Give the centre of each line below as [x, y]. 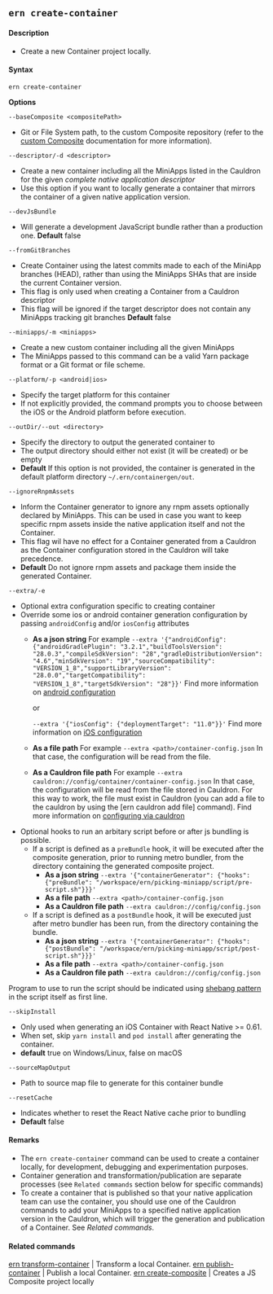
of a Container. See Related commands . [87, 1227]
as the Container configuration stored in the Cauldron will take [125, 550]
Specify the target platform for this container [95, 394]
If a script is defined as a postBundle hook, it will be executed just [142, 915]
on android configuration [74, 691]
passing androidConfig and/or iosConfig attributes [105, 623]
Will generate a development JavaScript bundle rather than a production [141, 226]
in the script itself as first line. [58, 997]
